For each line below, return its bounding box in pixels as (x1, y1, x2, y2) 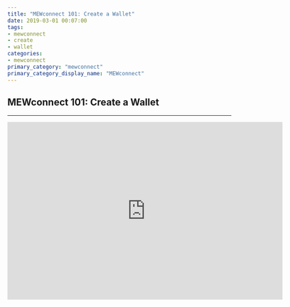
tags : (7, 23, 23, 31)
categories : (7, 50, 43, 58)
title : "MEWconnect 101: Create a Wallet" (7, 10, 135, 18)
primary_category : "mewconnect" (7, 63, 103, 70)
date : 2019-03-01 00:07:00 (7, 17, 87, 24)
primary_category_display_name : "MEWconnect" (7, 70, 144, 77)
